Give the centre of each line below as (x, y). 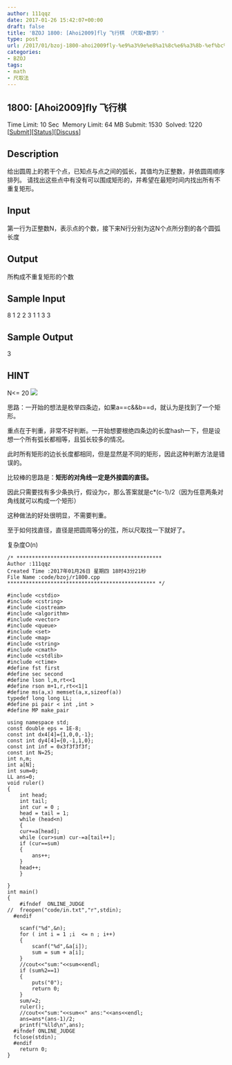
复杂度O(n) (23, 545)
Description (33, 154)
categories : (24, 53)
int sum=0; (23, 771)
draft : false (26, 26)
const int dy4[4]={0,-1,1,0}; (51, 741)
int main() (23, 892)
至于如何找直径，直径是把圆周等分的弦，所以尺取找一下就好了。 (98, 530)
